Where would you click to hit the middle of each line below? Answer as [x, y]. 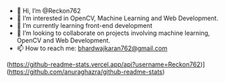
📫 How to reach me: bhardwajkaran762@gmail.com [92, 48]
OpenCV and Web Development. [64, 40]
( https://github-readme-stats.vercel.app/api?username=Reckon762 [103, 64]
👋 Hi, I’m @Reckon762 [49, 11]
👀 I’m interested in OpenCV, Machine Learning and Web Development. [117, 18]
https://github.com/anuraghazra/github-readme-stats [86, 72]
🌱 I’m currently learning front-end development [85, 25]
